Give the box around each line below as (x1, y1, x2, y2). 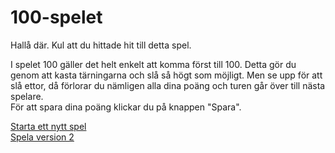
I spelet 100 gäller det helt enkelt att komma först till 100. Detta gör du (10, 58, 297, 70)
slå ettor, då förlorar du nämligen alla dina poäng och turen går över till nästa (10, 79, 326, 91)
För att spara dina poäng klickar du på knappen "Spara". (10, 101, 242, 113)
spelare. (10, 90, 44, 102)
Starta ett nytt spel (10, 120, 87, 132)
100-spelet (10, 6, 103, 29)
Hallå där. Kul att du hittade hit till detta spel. (10, 39, 192, 51)
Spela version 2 (10, 131, 75, 143)
